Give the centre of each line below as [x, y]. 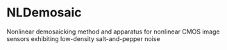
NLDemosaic [44, 13]
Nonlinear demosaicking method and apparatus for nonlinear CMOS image [113, 32]
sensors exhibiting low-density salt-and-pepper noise [83, 38]
